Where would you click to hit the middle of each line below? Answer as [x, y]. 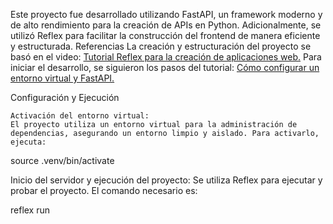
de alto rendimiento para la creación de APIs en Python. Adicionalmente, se [166, 25]
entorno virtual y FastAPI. [62, 78]
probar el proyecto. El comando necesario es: [104, 190]
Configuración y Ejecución [65, 97]
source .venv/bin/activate [62, 160]
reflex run [30, 210]
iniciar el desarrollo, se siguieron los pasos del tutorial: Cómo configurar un [165, 67]
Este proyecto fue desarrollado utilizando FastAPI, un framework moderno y [166, 14]
